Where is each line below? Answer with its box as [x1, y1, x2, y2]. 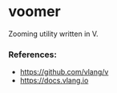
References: [8, 49, 58, 60]
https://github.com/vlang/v [19, 67, 109, 77]
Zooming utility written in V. [8, 29, 99, 38]
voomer [8, 2, 62, 21]
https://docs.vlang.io [19, 75, 89, 86]
